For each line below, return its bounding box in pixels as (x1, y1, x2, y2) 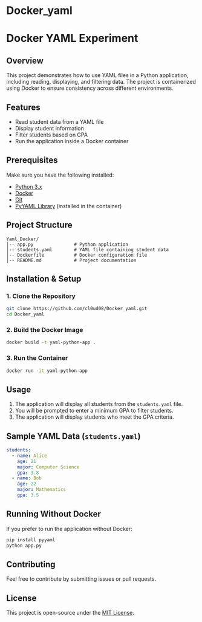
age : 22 (17, 481, 36, 487)
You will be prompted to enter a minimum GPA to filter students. (15, 407, 174, 414)
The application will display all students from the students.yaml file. (15, 401, 183, 408)
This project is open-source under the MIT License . (6, 609, 135, 617)
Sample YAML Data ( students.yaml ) (6, 431, 141, 441)
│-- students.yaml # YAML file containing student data (6, 246, 169, 252)
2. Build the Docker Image (6, 325, 83, 334)
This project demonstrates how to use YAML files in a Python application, (6, 72, 189, 79)
